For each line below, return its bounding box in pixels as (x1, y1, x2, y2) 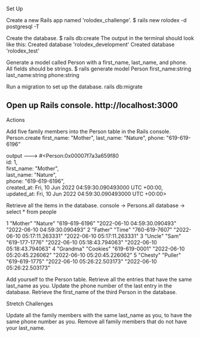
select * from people (6, 208, 57, 215)
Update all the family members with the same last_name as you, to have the (6, 311, 192, 318)
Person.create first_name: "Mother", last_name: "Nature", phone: (6, 134, 165, 141)
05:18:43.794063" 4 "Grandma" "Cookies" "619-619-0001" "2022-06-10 (6, 245, 185, 252)
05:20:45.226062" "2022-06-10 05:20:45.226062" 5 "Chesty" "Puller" (6, 251, 181, 259)
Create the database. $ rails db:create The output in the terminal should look (6, 35, 194, 41)
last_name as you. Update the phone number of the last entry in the (6, 282, 172, 289)
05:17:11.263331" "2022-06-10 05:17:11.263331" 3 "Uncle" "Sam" (21, 232, 181, 240)
